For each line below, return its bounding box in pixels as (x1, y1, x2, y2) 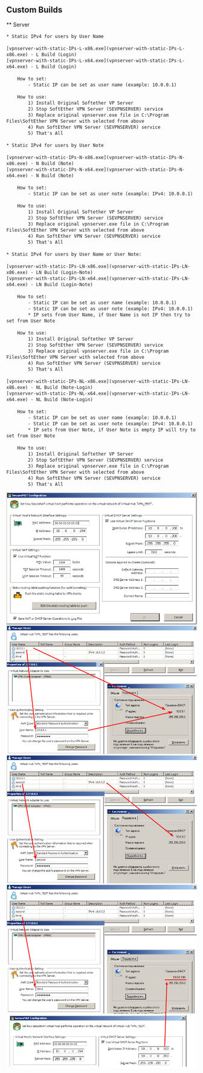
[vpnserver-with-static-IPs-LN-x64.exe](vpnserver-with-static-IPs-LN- (6, 275, 190, 281)
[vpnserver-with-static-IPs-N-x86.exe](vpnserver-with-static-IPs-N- (6, 154, 185, 160)
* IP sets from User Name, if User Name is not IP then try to (28, 312, 190, 318)
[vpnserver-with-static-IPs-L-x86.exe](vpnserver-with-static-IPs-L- (6, 45, 185, 51)
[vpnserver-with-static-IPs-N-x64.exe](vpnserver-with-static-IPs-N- (6, 166, 185, 172)
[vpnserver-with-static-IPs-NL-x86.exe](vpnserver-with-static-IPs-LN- (6, 378, 190, 384)
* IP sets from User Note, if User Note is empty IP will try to (28, 427, 196, 433)
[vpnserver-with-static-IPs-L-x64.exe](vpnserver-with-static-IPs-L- (6, 57, 185, 64)
